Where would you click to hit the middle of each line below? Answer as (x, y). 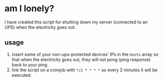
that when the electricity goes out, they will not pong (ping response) (81, 60)
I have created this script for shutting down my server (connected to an (76, 22)
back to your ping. (30, 64)
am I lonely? (30, 9)
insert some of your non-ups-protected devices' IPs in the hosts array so (85, 54)
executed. (22, 75)
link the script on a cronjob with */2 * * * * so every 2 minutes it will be (84, 70)
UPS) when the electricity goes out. (40, 27)
